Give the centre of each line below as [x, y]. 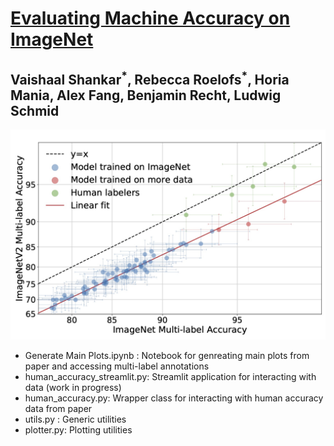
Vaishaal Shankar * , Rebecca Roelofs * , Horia [150, 78]
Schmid [35, 110]
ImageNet [52, 39]
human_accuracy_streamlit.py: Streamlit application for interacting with [170, 376]
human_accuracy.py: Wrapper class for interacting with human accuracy [174, 398]
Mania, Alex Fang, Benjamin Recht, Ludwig [146, 95]
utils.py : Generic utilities [75, 419]
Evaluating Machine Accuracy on [150, 18]
